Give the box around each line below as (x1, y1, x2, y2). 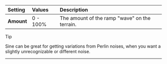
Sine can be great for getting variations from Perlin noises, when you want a (5, 43, 161, 49)
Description (59, 6, 88, 13)
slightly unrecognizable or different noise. (5, 49, 90, 54)
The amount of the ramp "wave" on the (59, 15, 151, 21)
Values (32, 6, 49, 13)
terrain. (59, 21, 77, 28)
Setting (7, 6, 25, 13)
